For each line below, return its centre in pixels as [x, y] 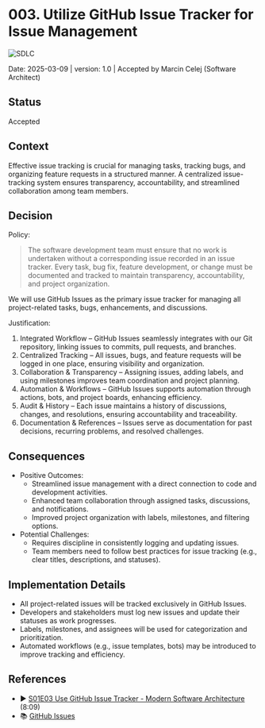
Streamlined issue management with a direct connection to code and [144, 484]
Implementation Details [67, 585]
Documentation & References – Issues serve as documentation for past [136, 423]
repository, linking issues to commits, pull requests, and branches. [128, 347]
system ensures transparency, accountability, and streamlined [138, 182]
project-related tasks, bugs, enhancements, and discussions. [108, 308]
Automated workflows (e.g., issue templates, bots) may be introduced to [138, 646]
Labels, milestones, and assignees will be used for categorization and [133, 629]
